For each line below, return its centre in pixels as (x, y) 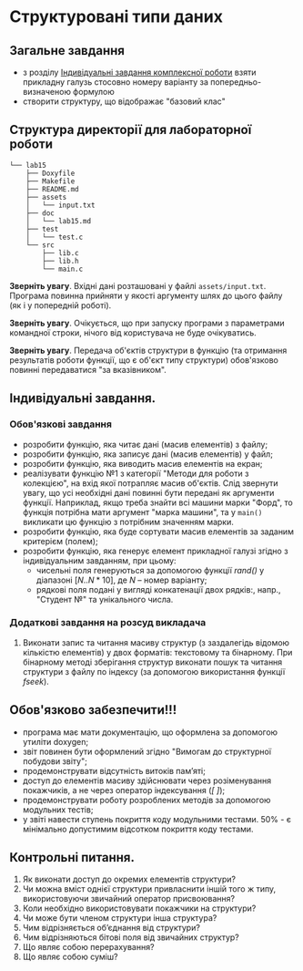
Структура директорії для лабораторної (131, 130)
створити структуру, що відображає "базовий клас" (124, 101)
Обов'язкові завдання (61, 424)
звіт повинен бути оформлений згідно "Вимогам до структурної (146, 751)
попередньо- (236, 82)
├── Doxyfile (50, 173)
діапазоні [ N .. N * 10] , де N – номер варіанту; (121, 580)
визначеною (46, 92)
